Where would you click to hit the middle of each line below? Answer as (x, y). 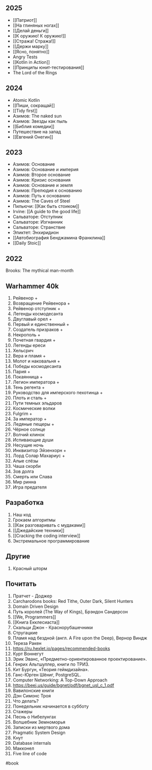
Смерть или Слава (32, 477)
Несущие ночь (28, 445)
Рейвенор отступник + (37, 309)
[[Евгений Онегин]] (33, 137)
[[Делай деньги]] (31, 30)
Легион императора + (36, 382)
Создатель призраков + (38, 330)
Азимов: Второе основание (42, 175)
